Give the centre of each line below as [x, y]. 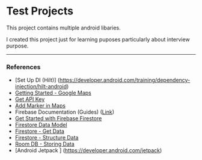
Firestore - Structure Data [47, 138]
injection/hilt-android [41, 87]
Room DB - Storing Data [45, 144]
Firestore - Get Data [39, 131]
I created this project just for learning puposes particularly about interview [98, 39]
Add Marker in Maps [40, 106]
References [23, 67]
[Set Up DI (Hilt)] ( [37, 80]
